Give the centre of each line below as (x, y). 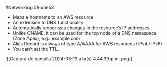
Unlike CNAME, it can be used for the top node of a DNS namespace (85, 33)
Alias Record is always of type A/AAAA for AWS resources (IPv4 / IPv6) (88, 44)
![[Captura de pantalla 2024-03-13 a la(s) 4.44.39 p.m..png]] (69, 59)
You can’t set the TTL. (36, 49)
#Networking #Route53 (30, 7)
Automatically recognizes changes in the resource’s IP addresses (81, 28)
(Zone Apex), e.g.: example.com (46, 38)
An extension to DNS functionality (48, 22)
